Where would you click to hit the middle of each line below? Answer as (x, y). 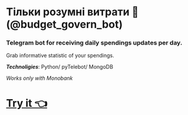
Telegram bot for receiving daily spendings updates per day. (94, 43)
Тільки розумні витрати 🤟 (72, 12)
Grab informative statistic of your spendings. (60, 56)
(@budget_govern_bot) (64, 24)
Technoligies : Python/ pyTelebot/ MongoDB (60, 67)
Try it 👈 (27, 103)
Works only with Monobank (39, 78)
